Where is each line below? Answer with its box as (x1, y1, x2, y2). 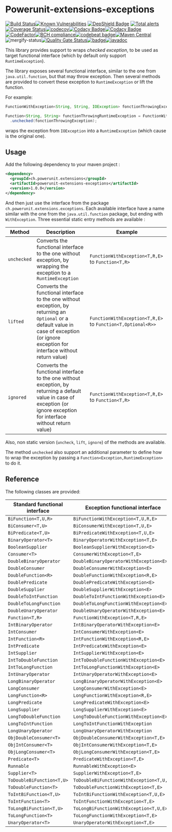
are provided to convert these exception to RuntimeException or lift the (5, 79, 154, 85)
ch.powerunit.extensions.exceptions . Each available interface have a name (5, 205, 165, 211)
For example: (5, 94, 33, 100)
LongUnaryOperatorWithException (73, 728, 152, 733)
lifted (8, 319, 24, 324)
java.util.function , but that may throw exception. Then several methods (5, 73, 160, 79)
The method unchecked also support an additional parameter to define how (5, 449, 162, 455)
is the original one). (5, 133, 46, 139)
